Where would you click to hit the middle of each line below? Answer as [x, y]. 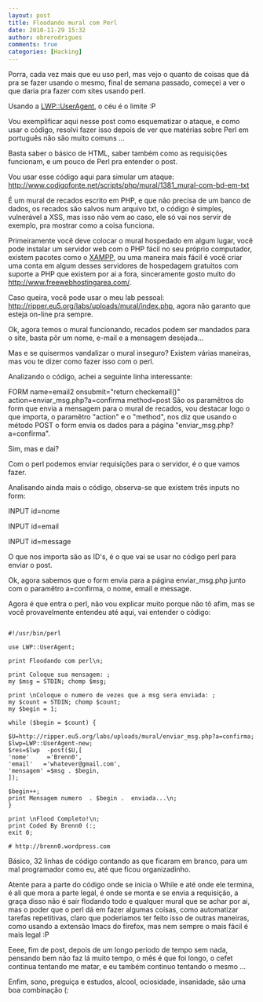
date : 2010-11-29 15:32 [47, 30]
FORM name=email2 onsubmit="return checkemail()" [94, 392]
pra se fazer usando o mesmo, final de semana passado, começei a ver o [127, 82]
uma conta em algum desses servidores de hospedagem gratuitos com [123, 265]
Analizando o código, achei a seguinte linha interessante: [100, 377]
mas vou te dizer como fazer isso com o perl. [81, 361]
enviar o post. [30, 565]
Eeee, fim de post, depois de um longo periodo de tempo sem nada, [118, 950]
